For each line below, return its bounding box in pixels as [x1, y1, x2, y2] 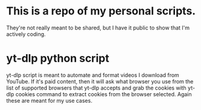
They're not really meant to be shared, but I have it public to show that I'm [6, 24, 190, 31]
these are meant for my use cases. [6, 97, 92, 104]
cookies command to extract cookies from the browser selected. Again [15, 90, 192, 97]
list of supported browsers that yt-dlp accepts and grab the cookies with [6, 84, 187, 91]
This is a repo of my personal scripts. [6, 4, 196, 18]
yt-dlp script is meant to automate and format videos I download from [6, 71, 179, 79]
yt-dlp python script [6, 52, 110, 66]
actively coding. [6, 30, 46, 37]
